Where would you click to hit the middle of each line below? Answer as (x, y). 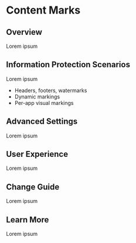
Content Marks (43, 10)
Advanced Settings (42, 121)
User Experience (37, 154)
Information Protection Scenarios (68, 65)
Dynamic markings (37, 96)
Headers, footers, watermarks (51, 90)
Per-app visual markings (44, 103)
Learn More (28, 220)
